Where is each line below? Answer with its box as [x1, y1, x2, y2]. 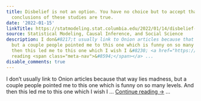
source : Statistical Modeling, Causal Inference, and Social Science [6, 31, 184, 37]
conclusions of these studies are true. [11, 14, 114, 20]
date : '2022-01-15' [6, 20, 55, 26]
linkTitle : [6, 25, 33, 32]
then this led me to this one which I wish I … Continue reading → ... [6, 88, 170, 95]
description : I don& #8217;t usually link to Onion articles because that [6, 36, 194, 42]
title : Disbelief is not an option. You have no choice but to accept [6, 8, 186, 15]
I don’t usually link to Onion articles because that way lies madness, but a [6, 75, 187, 82]
